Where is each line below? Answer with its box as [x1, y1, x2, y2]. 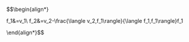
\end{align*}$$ [6, 29, 45, 36]
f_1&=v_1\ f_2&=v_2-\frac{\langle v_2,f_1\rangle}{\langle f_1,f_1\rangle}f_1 [6, 17, 183, 24]
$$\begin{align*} [6, 6, 49, 13]
